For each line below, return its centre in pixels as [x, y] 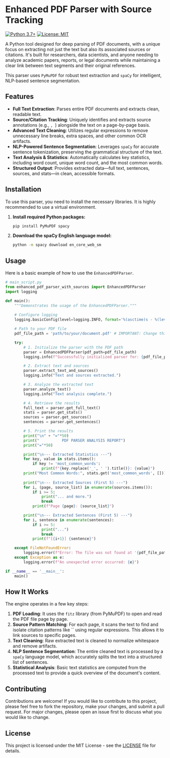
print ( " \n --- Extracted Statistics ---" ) [68, 454]
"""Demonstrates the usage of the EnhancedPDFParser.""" [76, 306]
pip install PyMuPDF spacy [41, 226]
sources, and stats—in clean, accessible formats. [64, 173]
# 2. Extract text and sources [56, 366]
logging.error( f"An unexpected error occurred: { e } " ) [81, 562]
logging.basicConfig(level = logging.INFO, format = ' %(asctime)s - [83, 320]
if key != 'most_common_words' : [66, 464]
